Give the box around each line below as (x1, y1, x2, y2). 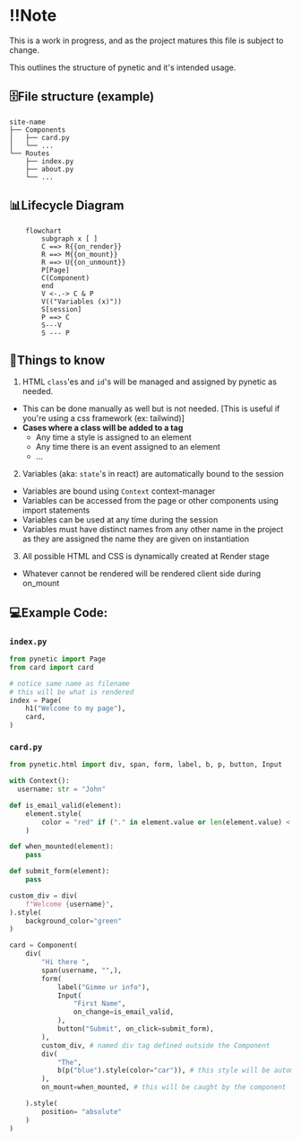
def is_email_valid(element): (9, 801, 123, 810)
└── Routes (9, 149, 50, 158)
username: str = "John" (17, 785, 106, 794)
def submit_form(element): (9, 867, 110, 876)
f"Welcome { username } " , (25, 900, 115, 908)
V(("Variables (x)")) (41, 297, 123, 306)
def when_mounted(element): (9, 842, 115, 851)
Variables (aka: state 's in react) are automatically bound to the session (21, 469, 284, 479)
